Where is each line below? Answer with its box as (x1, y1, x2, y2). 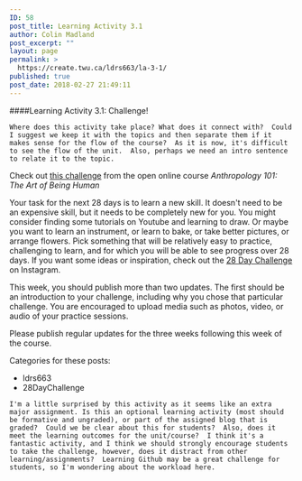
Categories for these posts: (9, 355, 111, 365)
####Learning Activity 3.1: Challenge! (9, 105, 149, 116)
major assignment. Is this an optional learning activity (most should (9, 407, 284, 416)
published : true (9, 72, 70, 81)
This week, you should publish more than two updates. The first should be (9, 282, 285, 292)
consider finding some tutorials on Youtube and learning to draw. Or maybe (9, 216, 288, 227)
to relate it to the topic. (9, 154, 115, 163)
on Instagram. (9, 264, 61, 275)
